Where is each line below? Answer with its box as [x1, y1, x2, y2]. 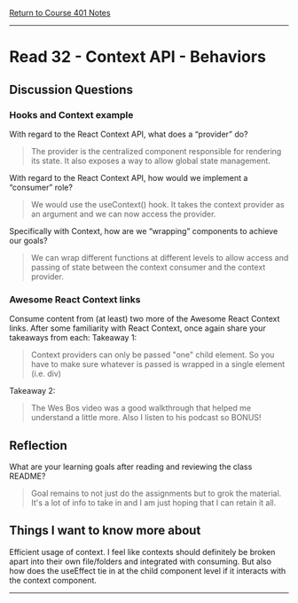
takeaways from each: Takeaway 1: [9, 333, 137, 343]
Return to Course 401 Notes [9, 8, 111, 18]
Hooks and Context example [9, 108, 134, 121]
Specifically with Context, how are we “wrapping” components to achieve [9, 225, 278, 236]
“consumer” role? [9, 182, 74, 192]
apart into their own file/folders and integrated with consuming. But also [9, 556, 272, 567]
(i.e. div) [30, 368, 62, 380]
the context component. [9, 575, 98, 585]
